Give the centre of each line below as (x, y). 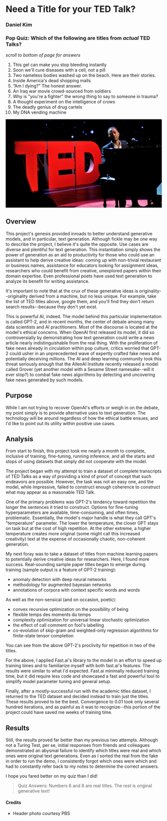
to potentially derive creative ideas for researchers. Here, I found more (78, 559)
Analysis (20, 439)
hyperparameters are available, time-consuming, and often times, (72, 513)
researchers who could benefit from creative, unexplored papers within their (83, 270)
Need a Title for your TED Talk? (71, 9)
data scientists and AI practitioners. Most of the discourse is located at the (82, 327)
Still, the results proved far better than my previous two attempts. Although (82, 740)
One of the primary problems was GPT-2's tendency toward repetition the (81, 502)
